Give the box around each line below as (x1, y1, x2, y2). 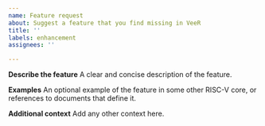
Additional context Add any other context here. (8, 109, 165, 119)
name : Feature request (8, 11, 84, 20)
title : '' (8, 26, 41, 34)
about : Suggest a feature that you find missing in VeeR (8, 19, 201, 27)
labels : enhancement (8, 33, 77, 42)
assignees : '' (8, 41, 56, 49)
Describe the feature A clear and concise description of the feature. (8, 70, 232, 79)
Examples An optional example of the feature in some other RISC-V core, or (8, 85, 257, 95)
